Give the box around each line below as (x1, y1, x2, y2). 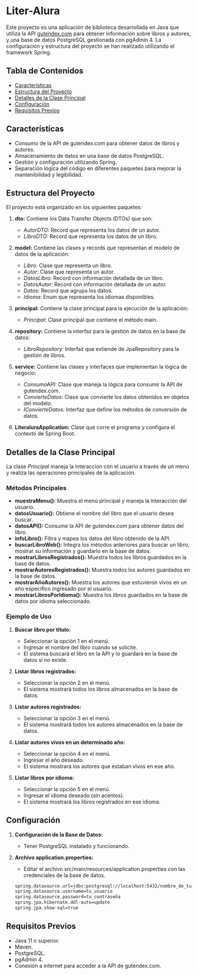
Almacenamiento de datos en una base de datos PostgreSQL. (14, 152, 164, 159)
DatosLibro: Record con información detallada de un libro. (23, 275, 164, 282)
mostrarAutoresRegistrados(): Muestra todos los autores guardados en (14, 566, 190, 574)
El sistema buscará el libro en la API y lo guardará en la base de (23, 650, 178, 657)
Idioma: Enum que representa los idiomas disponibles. (23, 294, 155, 301)
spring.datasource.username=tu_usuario (14, 888, 113, 895)
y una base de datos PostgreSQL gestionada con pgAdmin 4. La (6, 36, 162, 43)
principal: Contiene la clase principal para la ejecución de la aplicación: (14, 305, 189, 312)
